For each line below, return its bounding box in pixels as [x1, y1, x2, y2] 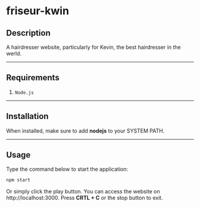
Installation [6, 111, 49, 121]
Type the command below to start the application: [6, 165, 128, 173]
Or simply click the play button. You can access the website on [6, 188, 160, 195]
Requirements [6, 73, 60, 83]
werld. [6, 50, 22, 57]
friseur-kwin [6, 4, 70, 18]
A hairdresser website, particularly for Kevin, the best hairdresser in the [6, 43, 182, 51]
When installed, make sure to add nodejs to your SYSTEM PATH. [6, 127, 165, 134]
